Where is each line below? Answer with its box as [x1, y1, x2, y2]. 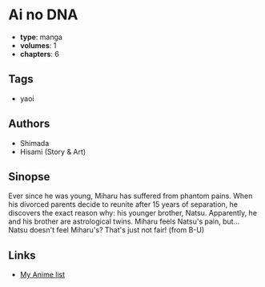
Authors [8, 117, 50, 131]
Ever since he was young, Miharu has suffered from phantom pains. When [8, 191, 253, 201]
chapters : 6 [19, 49, 60, 59]
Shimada [19, 138, 50, 148]
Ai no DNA [8, 6, 78, 24]
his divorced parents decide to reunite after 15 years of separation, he [8, 200, 239, 209]
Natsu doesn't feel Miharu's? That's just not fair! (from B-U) [8, 225, 205, 235]
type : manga [19, 32, 62, 42]
